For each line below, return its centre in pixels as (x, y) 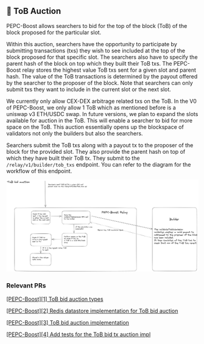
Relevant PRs (26, 286)
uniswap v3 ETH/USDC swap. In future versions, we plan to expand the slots (102, 114)
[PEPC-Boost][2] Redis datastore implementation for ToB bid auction (92, 311)
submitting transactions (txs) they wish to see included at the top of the (96, 50)
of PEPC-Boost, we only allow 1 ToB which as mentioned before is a (91, 108)
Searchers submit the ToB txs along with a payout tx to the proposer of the (100, 145)
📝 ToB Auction (34, 11)
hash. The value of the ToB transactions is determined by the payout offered (102, 76)
